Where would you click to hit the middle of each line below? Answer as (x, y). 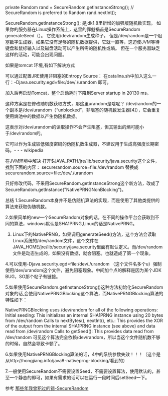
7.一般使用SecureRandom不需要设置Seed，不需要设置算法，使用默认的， (81, 371)
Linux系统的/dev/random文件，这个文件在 (55, 241)
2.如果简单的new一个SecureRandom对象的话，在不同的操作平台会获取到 (80, 217)
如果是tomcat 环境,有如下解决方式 (40, 65)
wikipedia (34, 150)
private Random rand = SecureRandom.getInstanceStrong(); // (69, 7)
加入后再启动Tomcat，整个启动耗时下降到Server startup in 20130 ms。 (78, 93)
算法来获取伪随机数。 (27, 207)
